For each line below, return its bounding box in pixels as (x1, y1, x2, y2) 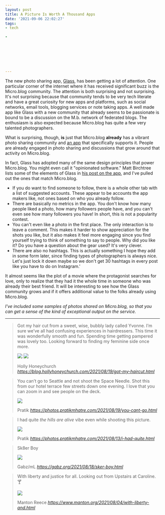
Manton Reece (17, 500, 47, 505)
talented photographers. (5, 125, 54, 131)
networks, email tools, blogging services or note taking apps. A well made (5, 104, 155, 110)
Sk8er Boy (17, 445, 38, 451)
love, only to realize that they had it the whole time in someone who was (5, 278, 151, 284)
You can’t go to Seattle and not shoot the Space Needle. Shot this (17, 378, 150, 384)
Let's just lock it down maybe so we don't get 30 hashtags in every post (12, 258, 158, 264)
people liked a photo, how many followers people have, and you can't (12, 206, 153, 212)
